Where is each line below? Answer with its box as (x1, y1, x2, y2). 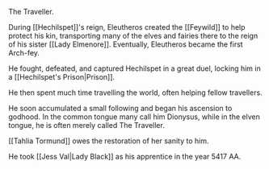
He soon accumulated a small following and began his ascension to (8, 104, 233, 113)
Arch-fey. (8, 48, 40, 57)
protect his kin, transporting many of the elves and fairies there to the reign (8, 31, 258, 40)
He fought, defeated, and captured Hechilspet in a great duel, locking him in (8, 64, 261, 73)
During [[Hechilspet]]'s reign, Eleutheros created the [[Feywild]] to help (8, 23, 246, 31)
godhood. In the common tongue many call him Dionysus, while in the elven (8, 112, 260, 122)
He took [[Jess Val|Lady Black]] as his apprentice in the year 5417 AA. (8, 152, 242, 161)
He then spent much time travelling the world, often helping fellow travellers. (8, 88, 263, 97)
